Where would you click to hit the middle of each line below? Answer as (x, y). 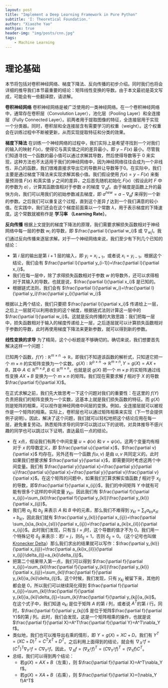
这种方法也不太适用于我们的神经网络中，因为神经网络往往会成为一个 (84, 162)
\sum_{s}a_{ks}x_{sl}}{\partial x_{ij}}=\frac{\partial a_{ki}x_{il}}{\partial (85, 524)
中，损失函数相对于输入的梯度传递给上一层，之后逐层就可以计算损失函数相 (82, 322)
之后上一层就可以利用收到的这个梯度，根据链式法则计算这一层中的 (73, 310)
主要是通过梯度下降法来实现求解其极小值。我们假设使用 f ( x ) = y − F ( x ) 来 (80, 174)
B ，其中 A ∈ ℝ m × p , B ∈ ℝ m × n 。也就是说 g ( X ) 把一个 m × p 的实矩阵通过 (81, 369)
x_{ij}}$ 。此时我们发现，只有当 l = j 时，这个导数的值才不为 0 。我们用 (83, 530)
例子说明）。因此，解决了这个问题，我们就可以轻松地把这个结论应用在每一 (81, 418)
